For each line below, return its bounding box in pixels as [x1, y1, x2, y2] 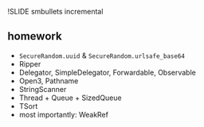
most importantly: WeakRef [18, 110, 109, 119]
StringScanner [18, 84, 67, 94]
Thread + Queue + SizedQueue [18, 93, 122, 102]
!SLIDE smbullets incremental [7, 7, 104, 16]
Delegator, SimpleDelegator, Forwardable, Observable [18, 67, 196, 77]
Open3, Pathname [18, 75, 79, 86]
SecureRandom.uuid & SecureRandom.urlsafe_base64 [18, 51, 185, 60]
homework [7, 29, 62, 43]
